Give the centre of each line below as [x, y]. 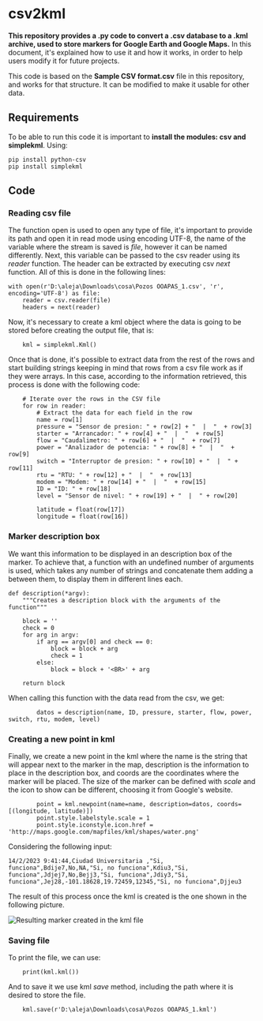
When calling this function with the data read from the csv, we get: [116, 698]
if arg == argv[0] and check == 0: [95, 642]
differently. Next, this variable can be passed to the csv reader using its [124, 255]
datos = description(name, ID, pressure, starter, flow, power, [145, 712]
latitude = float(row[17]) [81, 510]
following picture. [36, 905]
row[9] [19, 455]
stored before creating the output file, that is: [81, 330]
